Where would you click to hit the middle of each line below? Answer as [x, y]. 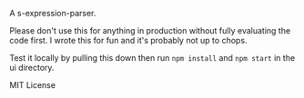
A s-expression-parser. [53, 13]
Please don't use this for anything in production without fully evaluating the [150, 30]
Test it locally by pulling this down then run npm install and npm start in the [152, 58]
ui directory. [32, 68]
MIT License [33, 85]
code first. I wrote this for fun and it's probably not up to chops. [128, 40]
